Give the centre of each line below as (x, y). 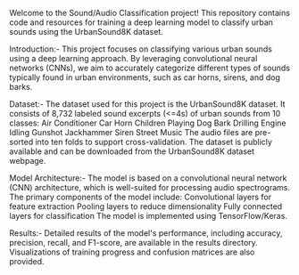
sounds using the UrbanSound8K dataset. (86, 32)
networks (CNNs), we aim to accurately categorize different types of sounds (150, 68)
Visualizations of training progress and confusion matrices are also (132, 252)
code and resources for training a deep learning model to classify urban (141, 22)
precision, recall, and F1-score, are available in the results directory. (134, 243)
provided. (27, 261)
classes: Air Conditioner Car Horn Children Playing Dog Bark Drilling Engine (148, 123)
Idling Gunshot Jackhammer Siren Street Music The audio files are (131, 132)
